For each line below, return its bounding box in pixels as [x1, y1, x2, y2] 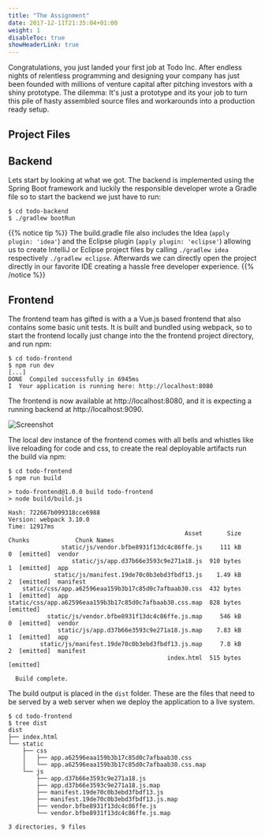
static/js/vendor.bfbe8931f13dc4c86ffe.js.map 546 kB [47, 613, 242, 621]
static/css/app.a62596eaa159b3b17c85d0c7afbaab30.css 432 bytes [22, 585, 242, 593]
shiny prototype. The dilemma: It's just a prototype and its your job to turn [8, 88, 248, 97]
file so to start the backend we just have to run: [8, 192, 162, 202]
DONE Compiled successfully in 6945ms [8, 376, 140, 383]
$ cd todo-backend [8, 207, 69, 216]
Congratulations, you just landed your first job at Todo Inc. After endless [8, 62, 242, 72]
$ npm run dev [8, 361, 55, 370]
